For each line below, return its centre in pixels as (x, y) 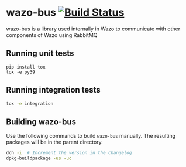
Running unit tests (40, 54)
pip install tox (26, 67)
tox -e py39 (20, 72)
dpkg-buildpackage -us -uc (39, 158)
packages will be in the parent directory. (55, 142)
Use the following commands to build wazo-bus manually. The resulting (91, 136)
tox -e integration (30, 103)
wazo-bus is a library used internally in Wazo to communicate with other (93, 29)
